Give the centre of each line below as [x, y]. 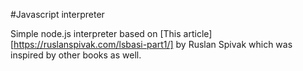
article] [198, 33]
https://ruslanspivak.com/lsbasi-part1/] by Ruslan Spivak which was [153, 44]
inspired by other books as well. [76, 55]
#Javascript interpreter [57, 14]
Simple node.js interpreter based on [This [96, 33]
